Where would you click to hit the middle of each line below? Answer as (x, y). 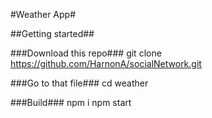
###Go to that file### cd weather (79, 83)
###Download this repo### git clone (86, 53)
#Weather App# (43, 14)
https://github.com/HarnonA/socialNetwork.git (106, 63)
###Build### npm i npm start (71, 102)
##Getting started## (52, 33)
